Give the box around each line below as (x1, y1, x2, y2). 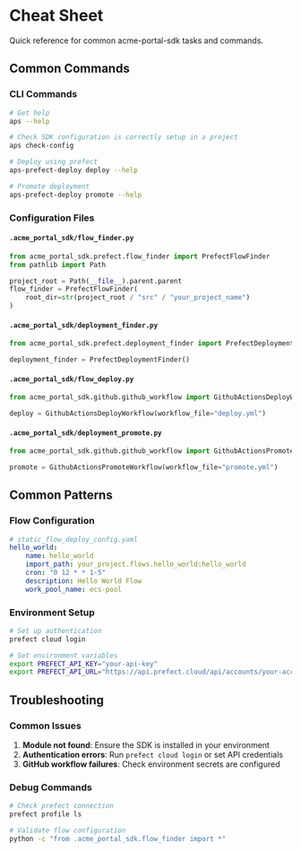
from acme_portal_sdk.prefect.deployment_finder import (9, 339, 222, 348)
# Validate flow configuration (9, 826, 126, 835)
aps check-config (9, 141, 74, 151)
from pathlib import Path (9, 260, 106, 269)
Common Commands (9, 61, 130, 76)
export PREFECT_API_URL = (9, 667, 102, 677)
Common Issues (9, 719, 82, 732)
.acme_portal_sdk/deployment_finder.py (9, 320, 159, 330)
